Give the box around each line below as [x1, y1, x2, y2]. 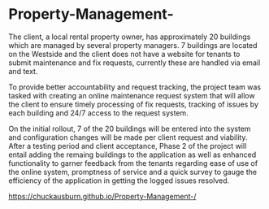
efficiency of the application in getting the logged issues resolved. [8, 176, 230, 185]
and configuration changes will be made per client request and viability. [8, 132, 248, 142]
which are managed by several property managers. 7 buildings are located [8, 40, 258, 50]
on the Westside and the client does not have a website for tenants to [8, 49, 241, 59]
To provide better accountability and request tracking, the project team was [8, 82, 262, 92]
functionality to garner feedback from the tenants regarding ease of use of [8, 158, 258, 168]
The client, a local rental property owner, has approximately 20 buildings [8, 32, 251, 41]
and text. [8, 66, 38, 76]
